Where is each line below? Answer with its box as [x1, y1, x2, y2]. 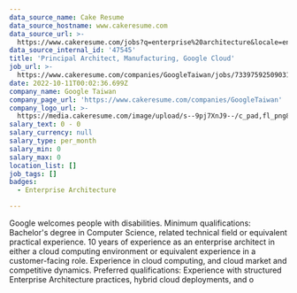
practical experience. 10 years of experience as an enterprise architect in [9, 236, 276, 247]
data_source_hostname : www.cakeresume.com [9, 21, 168, 30]
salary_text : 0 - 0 [9, 120, 81, 129]
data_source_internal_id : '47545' [9, 46, 137, 55]
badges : [9, 178, 38, 187]
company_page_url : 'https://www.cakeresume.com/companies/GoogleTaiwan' [9, 95, 283, 104]
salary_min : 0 [9, 144, 62, 153]
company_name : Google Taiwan [9, 87, 117, 96]
